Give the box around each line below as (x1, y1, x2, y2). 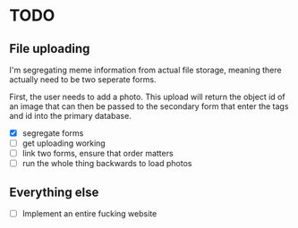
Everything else (9, 184, 99, 199)
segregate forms (21, 128, 84, 139)
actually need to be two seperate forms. (9, 74, 157, 85)
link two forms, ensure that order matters (21, 148, 174, 159)
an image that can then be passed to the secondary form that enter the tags (9, 101, 289, 112)
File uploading (9, 41, 90, 56)
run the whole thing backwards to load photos (21, 158, 192, 169)
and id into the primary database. (9, 111, 132, 121)
